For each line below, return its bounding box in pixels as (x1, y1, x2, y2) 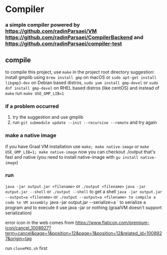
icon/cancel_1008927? (5, 224, 52, 231)
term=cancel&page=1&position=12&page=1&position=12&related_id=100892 (5, 230, 162, 236)
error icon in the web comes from (5, 219, 74, 225)
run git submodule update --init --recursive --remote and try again (12, 119, 157, 126)
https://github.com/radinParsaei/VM (5, 28, 97, 35)
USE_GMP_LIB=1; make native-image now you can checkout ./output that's (5, 149, 155, 155)
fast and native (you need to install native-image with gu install (5, 154, 139, 160)
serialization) (5, 209, 32, 216)
